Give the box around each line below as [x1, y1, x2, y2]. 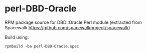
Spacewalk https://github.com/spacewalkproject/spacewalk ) [5, 24, 130, 30]
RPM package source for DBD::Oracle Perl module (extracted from [5, 19, 142, 25]
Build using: [5, 34, 29, 40]
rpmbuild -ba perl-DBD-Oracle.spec [5, 44, 79, 49]
